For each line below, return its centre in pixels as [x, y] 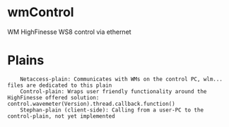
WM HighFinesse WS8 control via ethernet [70, 32]
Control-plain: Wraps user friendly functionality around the [113, 91]
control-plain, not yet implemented [61, 116]
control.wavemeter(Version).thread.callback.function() [91, 104]
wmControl [41, 12]
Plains [26, 60]
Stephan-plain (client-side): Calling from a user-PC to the [112, 110]
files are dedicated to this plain [60, 85]
